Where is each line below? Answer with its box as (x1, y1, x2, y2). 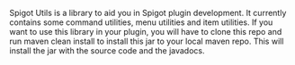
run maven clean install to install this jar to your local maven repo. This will (9, 36, 284, 46)
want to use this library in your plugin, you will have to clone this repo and (9, 27, 282, 37)
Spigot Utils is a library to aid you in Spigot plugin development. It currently (9, 8, 287, 18)
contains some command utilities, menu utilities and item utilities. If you (9, 17, 273, 28)
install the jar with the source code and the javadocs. (9, 45, 205, 56)
